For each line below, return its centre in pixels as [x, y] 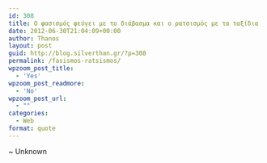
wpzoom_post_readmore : [47, 83]
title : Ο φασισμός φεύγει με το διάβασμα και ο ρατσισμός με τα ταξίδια [133, 23]
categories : [28, 114]
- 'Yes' [29, 76]
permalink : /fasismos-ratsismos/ [65, 61]
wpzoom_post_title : [41, 69]
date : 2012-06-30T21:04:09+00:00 [65, 31]
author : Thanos [34, 38]
